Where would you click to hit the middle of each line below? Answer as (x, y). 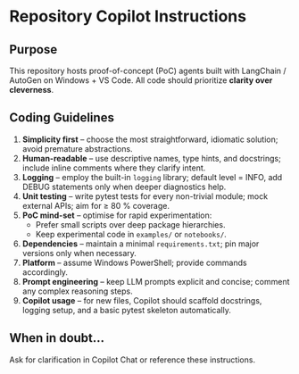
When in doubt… (57, 338)
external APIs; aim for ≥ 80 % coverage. (96, 205)
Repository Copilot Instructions (128, 17)
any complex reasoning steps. (78, 291)
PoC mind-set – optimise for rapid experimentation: (117, 215)
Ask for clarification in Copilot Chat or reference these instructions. (133, 360)
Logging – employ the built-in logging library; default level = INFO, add (152, 177)
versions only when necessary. (79, 253)
